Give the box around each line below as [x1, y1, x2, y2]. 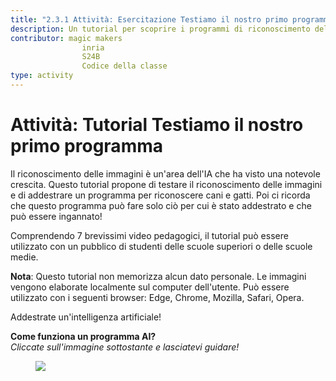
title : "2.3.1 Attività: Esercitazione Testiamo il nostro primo [10, 14, 288, 25]
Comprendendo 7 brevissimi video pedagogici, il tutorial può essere [10, 229, 289, 241]
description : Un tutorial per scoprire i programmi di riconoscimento [10, 24, 311, 34]
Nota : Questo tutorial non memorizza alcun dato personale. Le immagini [10, 270, 307, 282]
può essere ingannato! [10, 210, 103, 222]
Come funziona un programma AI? [10, 330, 157, 342]
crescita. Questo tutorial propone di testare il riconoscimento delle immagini [10, 178, 323, 190]
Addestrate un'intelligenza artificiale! [10, 311, 162, 323]
